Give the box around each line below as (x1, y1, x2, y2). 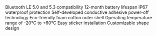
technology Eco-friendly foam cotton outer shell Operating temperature (5, 15, 152, 20)
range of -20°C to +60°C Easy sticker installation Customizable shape (5, 20, 149, 26)
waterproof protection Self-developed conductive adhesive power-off (5, 9, 149, 15)
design (5, 25, 19, 31)
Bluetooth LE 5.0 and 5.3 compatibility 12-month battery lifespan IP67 (5, 4, 148, 10)
